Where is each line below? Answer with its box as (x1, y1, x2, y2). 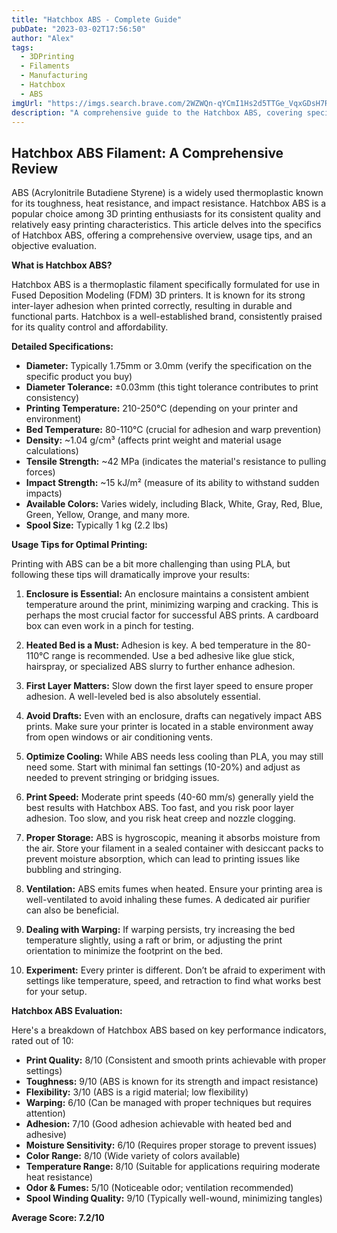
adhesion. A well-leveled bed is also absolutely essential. (25, 691, 261, 703)
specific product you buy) (25, 371, 133, 383)
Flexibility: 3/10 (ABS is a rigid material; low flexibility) (25, 1086, 249, 1098)
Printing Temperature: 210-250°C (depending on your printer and (25, 402, 299, 415)
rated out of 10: (11, 1035, 74, 1047)
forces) (25, 466, 56, 478)
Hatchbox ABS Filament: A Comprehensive (11, 144, 284, 161)
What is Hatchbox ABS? (11, 259, 113, 271)
